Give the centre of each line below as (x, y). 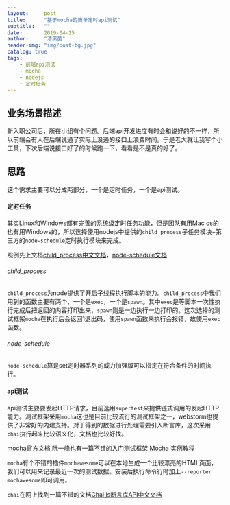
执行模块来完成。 (101, 240)
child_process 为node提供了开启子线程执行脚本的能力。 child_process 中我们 (114, 293)
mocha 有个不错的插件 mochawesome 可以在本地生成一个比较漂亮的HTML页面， (112, 462)
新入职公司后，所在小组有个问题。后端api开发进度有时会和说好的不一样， (110, 131)
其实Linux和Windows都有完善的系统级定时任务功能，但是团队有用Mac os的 (113, 223)
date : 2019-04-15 (41, 33)
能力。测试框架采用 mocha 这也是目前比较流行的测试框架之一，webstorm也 (110, 416)
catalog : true (27, 52)
